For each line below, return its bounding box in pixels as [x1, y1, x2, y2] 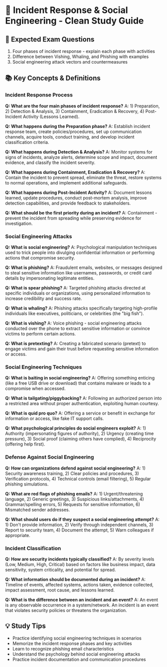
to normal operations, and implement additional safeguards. [5, 179, 128, 185]
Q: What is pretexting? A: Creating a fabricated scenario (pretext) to [5, 340, 146, 346]
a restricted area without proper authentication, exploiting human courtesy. [5, 400, 160, 406]
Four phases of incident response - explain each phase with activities [12, 48, 156, 54]
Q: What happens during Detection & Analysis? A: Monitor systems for [5, 148, 153, 154]
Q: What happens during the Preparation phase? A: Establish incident [5, 123, 151, 129]
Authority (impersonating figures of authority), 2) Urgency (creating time [5, 430, 154, 436]
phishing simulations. [5, 481, 49, 487]
